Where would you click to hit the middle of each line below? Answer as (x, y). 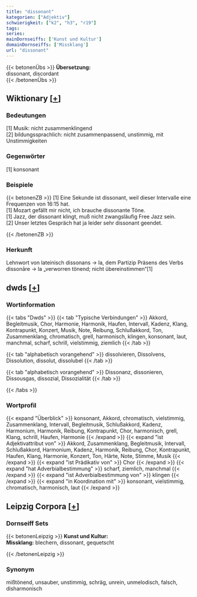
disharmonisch (24, 589)
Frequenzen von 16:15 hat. (38, 204)
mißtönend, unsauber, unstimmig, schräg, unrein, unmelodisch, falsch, (92, 582)
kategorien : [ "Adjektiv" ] (38, 17)
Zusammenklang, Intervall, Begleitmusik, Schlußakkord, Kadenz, (84, 425)
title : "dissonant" (30, 12)
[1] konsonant (23, 169)
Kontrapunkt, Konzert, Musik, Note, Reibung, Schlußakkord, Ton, (85, 330)
